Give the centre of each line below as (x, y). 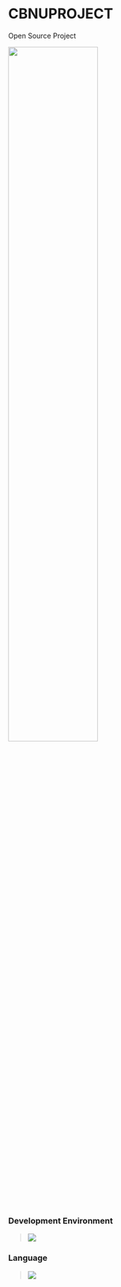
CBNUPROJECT (60, 14)
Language (28, 1258)
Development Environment (60, 1221)
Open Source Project (42, 36)
